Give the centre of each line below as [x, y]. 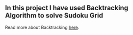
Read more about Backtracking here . [42, 27]
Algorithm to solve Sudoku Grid [54, 16]
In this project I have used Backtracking [67, 8]
